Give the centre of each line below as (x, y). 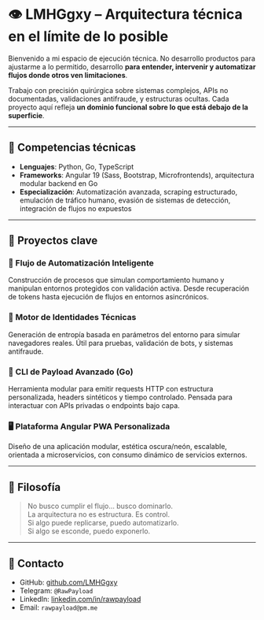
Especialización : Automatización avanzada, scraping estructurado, (128, 191)
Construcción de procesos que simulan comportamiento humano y (116, 280)
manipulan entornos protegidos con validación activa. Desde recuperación (129, 288)
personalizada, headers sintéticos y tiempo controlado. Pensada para (121, 397)
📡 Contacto (36, 563)
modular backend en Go (59, 183)
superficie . (26, 115)
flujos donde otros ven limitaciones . (68, 75)
